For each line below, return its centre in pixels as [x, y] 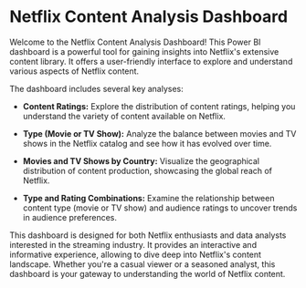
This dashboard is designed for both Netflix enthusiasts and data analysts [148, 235]
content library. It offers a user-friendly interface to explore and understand [151, 61]
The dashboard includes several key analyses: [97, 88]
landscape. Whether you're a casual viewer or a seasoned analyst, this [142, 264]
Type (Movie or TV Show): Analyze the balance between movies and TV [159, 133]
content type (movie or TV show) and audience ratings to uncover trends [160, 208]
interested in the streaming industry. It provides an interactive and [133, 244]
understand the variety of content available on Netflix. [124, 116]
